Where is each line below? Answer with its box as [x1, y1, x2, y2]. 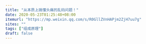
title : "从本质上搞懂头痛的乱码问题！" [5, 7, 79, 13]
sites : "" [5, 21, 26, 27]
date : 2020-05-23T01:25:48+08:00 [5, 12, 76, 17]
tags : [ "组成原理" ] [5, 26, 44, 31]
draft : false [5, 31, 33, 36]
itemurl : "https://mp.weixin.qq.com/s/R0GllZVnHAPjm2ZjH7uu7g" [5, 17, 142, 22]
